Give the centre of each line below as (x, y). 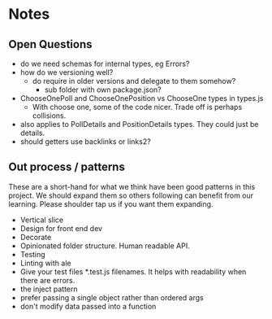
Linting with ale (45, 263)
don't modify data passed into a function (88, 306)
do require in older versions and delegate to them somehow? (134, 81)
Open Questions (50, 44)
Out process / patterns (67, 167)
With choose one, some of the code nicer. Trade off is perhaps (137, 107)
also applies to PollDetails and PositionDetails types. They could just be (139, 124)
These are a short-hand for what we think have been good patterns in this (132, 186)
